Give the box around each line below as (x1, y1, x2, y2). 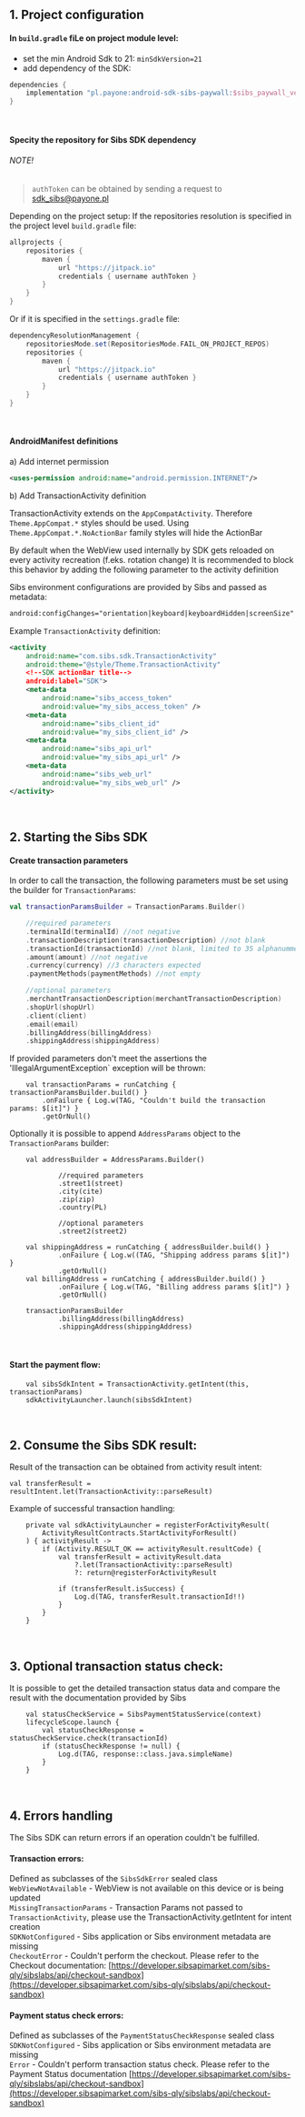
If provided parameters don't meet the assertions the (9, 1053, 207, 1064)
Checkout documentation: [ (9, 1960, 112, 1972)
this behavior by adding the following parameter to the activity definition (9, 564, 280, 575)
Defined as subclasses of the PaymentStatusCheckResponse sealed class (9, 2030, 275, 2041)
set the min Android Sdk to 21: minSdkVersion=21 (22, 53, 202, 64)
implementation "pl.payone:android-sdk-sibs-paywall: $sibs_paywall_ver (25, 88, 302, 98)
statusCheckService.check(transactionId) (9, 1734, 169, 1743)
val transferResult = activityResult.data (57, 1552, 221, 1562)
